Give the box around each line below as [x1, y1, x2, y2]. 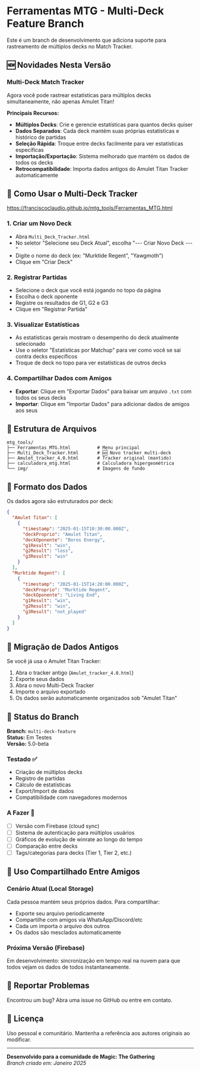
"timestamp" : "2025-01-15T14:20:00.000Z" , [22, 581, 129, 587]
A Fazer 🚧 [7, 808, 35, 817]
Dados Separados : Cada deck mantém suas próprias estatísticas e [15, 127, 180, 135]
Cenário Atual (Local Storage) [7, 885, 94, 893]
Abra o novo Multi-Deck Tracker [15, 682, 94, 689]
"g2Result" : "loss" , [22, 548, 74, 554]
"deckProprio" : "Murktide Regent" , [22, 586, 111, 593]
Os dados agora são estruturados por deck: [7, 498, 113, 505]
